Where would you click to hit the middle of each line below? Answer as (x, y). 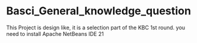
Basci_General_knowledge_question (98, 11)
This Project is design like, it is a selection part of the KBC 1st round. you (96, 27)
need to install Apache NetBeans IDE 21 (55, 33)
